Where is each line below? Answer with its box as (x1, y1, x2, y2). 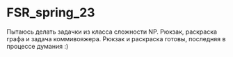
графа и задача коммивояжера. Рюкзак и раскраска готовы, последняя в (6, 34, 226, 43)
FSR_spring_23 (6, 5, 95, 21)
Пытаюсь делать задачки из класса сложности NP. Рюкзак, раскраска (6, 27, 217, 36)
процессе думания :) (6, 42, 69, 50)
